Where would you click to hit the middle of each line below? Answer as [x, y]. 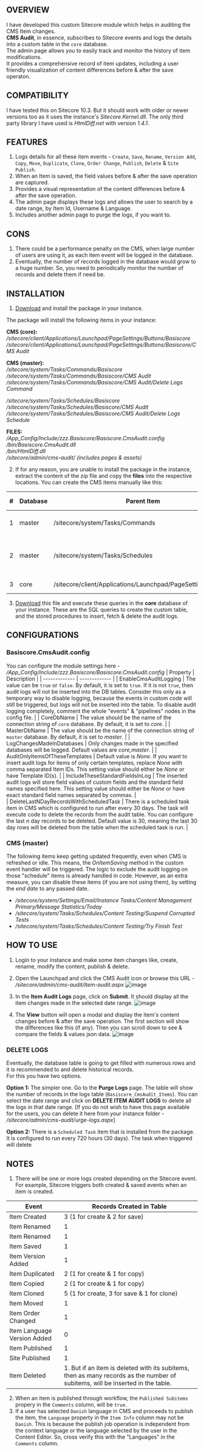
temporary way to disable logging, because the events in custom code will [99, 698]
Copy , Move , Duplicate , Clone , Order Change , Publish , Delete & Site [97, 163]
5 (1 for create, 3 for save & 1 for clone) [121, 1293]
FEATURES [27, 142]
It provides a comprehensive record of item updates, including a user [93, 63]
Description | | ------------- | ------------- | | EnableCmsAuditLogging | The [101, 679]
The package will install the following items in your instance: [81, 320]
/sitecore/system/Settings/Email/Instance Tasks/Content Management [104, 901]
